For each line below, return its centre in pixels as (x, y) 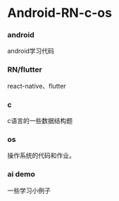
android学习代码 (31, 51)
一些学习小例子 (29, 190)
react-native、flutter (37, 86)
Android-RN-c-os (60, 13)
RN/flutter (25, 70)
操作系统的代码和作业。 (41, 155)
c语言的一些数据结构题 (40, 121)
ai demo (21, 174)
